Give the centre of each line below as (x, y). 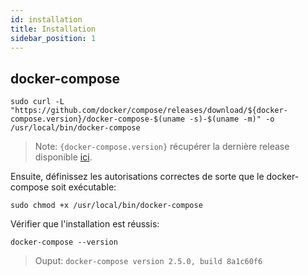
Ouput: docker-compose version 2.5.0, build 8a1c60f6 (148, 261)
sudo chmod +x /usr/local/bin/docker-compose (106, 206)
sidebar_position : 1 (53, 38)
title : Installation (53, 29)
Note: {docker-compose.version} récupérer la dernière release (162, 147)
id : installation (46, 19)
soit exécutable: (84, 187)
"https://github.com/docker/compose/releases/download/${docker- (149, 111)
